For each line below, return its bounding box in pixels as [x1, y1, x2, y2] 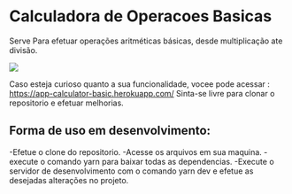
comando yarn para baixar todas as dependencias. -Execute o [47, 156, 274, 167]
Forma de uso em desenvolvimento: [9, 123, 211, 138]
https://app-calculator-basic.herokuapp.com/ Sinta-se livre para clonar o [9, 88, 275, 98]
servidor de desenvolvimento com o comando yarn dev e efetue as [9, 166, 254, 176]
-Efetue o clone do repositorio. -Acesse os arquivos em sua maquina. [9, 146, 263, 157]
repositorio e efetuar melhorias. [9, 97, 124, 108]
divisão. [9, 44, 38, 55]
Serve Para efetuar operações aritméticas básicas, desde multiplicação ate [9, 35, 283, 46]
